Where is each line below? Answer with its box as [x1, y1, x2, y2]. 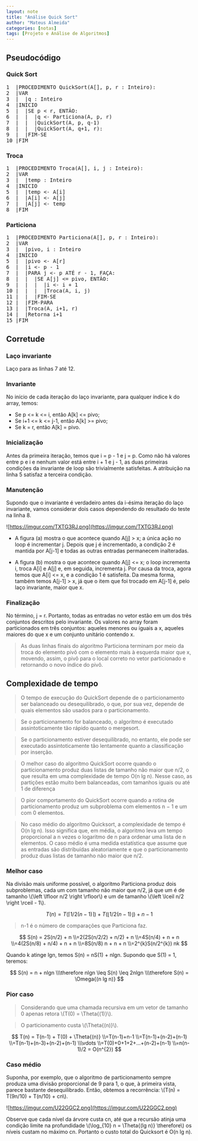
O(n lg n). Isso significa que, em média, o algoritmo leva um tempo [20, 827, 183, 834]
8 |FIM [6, 207, 28, 213]
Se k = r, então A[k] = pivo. [14, 424, 81, 431]
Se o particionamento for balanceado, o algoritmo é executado [20, 718, 173, 725]
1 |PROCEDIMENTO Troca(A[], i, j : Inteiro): [6, 165, 144, 172]
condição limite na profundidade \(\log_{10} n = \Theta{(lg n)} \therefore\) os [6, 1121, 192, 1129]
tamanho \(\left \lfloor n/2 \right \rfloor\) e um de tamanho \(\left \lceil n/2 [6, 893, 184, 900]
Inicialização [6, 439, 43, 447]
